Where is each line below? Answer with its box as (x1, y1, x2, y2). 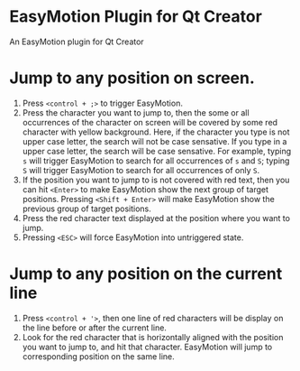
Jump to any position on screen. (9, 68, 255, 88)
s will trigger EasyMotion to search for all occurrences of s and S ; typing (22, 155, 290, 166)
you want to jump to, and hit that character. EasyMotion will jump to (22, 341, 273, 352)
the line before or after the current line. (22, 322, 167, 333)
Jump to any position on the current (9, 264, 283, 284)
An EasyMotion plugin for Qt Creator (9, 36, 144, 47)
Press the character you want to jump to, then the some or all (22, 107, 250, 118)
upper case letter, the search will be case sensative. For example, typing (22, 145, 292, 156)
